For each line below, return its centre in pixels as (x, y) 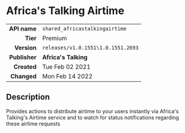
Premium (55, 38)
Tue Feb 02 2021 (66, 67)
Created (25, 67)
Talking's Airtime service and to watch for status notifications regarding (92, 117)
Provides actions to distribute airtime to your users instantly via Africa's (92, 111)
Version (26, 47)
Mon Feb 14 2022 (67, 76)
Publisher (23, 57)
